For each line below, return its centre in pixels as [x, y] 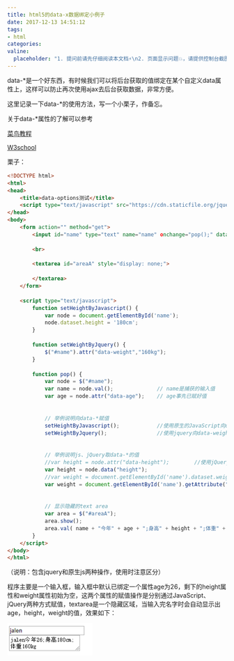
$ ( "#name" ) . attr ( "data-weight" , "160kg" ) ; [106, 352]
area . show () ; [63, 521]
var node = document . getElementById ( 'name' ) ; [111, 316]
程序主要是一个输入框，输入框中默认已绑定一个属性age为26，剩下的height [114, 587]
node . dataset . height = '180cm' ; [91, 323]
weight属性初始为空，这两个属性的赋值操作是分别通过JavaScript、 [115, 596]
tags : [15, 29]
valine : [18, 52]
